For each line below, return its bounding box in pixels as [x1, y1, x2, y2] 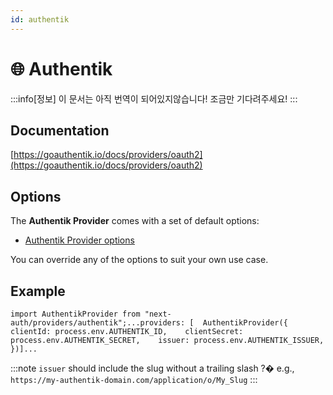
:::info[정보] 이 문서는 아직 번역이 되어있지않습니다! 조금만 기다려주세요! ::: [10, 92, 298, 105]
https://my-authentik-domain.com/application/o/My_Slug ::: [10, 374, 258, 385]
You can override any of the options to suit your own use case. [10, 254, 269, 266]
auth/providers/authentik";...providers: [10, 318, 186, 328]
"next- [144, 309, 172, 319]
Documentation [10, 122, 110, 139]
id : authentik [10, 14, 70, 25]
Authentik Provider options [24, 234, 135, 246]
